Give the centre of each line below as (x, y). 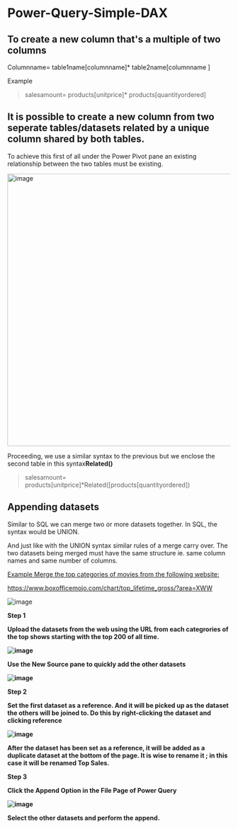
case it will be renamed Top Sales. (58, 762)
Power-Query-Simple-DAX (87, 13)
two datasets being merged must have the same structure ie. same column (117, 553)
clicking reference (35, 720)
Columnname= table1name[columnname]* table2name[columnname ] (109, 67)
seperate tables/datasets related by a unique (108, 128)
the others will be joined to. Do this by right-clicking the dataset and (109, 713)
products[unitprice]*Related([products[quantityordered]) (107, 485)
